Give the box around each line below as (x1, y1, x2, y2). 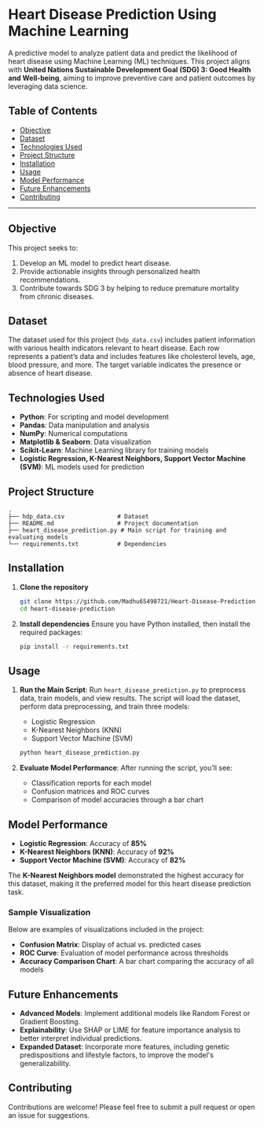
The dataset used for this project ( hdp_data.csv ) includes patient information (8, 335, 255, 345)
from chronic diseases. (19, 291, 94, 301)
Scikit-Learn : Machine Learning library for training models (19, 445, 209, 455)
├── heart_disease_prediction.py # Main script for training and (8, 526, 226, 534)
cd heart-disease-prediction (19, 605, 115, 613)
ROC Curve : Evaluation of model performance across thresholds (19, 948, 229, 958)
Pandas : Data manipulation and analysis (19, 420, 150, 430)
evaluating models (8, 533, 68, 541)
